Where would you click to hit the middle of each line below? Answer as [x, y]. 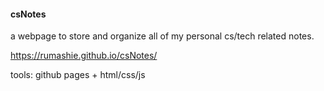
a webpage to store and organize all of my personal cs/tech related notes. [162, 36]
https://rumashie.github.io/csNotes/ [84, 56]
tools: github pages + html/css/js [78, 75]
